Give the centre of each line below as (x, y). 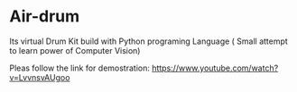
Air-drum (45, 17)
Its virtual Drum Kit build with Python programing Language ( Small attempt (149, 41)
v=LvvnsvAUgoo (40, 77)
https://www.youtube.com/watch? (215, 68)
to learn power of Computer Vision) (75, 50)
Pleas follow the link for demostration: (80, 68)
